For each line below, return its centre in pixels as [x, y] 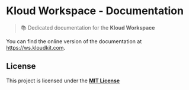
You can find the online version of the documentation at [74, 41]
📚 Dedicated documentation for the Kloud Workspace [88, 27]
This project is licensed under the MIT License [63, 81]
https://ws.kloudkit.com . [36, 47]
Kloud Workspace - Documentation [95, 11]
